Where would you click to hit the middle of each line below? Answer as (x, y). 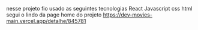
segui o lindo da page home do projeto (54, 15)
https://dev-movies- (128, 15)
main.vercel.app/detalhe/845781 (46, 21)
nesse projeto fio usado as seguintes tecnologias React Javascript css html (99, 9)
